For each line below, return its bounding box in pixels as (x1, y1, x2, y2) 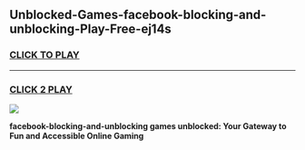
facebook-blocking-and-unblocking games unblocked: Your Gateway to (9, 120, 288, 131)
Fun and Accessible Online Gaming (9, 130, 144, 141)
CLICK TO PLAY (9, 49, 80, 62)
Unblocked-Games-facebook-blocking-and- (9, 7, 267, 23)
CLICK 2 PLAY (9, 83, 73, 95)
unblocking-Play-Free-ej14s (9, 22, 172, 37)
